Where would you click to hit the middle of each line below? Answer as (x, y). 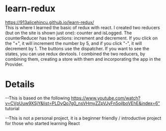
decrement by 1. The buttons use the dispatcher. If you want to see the (77, 48)
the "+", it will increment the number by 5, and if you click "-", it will (74, 43)
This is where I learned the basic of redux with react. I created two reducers (83, 27)
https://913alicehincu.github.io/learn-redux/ (50, 22)
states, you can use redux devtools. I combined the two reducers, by (75, 54)
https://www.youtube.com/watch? (106, 98)
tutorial (12, 108)
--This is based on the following (38, 98)
